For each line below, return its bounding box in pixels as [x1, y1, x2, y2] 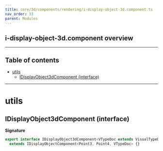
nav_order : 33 [5, 12, 34, 16]
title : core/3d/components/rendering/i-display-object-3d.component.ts [5, 7, 153, 12]
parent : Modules [5, 16, 38, 21]
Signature [5, 128, 26, 133]
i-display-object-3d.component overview [5, 34, 133, 42]
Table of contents [5, 56, 59, 64]
